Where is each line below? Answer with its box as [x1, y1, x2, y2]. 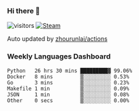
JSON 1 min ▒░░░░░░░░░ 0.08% [7, 91, 129, 98]
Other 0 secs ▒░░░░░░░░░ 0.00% [7, 97, 129, 104]
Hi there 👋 [7, 6, 41, 16]
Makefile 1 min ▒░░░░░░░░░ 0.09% [7, 85, 129, 92]
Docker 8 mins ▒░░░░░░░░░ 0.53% [7, 73, 129, 80]
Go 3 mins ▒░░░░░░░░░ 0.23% [7, 79, 129, 86]
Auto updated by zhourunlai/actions [7, 35, 108, 43]
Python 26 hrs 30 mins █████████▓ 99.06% [7, 67, 133, 74]
